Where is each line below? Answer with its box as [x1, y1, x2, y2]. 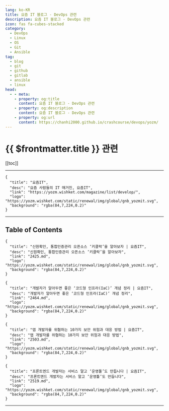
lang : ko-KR [5, 7, 30, 13]
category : [5, 26, 26, 31]
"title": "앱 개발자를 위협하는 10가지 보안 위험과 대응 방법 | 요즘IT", [10, 327, 144, 332]
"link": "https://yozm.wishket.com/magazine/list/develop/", [10, 189, 141, 194]
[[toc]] [5, 160, 19, 166]
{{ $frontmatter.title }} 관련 [5, 143, 118, 154]
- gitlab [10, 73, 28, 78]
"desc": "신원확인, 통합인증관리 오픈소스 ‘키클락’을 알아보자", [10, 250, 126, 255]
